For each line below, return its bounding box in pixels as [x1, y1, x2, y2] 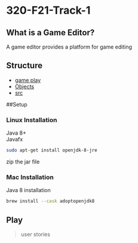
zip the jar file [6, 158, 40, 165]
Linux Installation [6, 116, 57, 124]
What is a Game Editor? [6, 28, 95, 38]
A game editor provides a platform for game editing [6, 43, 133, 50]
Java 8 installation [6, 187, 51, 194]
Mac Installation [6, 173, 54, 181]
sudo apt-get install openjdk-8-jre [6, 147, 97, 153]
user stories [20, 230, 51, 238]
